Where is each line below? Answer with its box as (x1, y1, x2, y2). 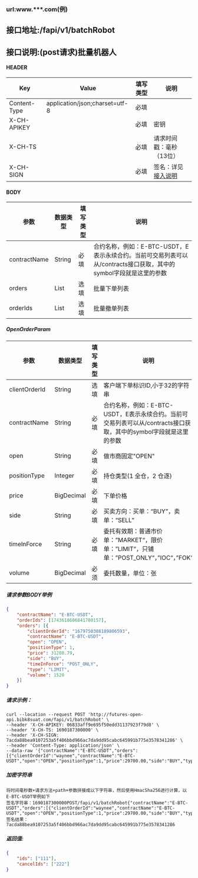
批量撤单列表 (93, 305, 130, 313)
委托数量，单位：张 (103, 569, 157, 577)
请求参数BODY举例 (6, 591, 52, 598)
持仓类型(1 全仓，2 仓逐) (103, 472, 172, 480)
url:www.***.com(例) (6, 5, 68, 13)
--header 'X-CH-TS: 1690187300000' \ (6, 727, 99, 733)
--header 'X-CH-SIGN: (6, 732, 60, 738)
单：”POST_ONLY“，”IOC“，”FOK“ (103, 554, 193, 562)
